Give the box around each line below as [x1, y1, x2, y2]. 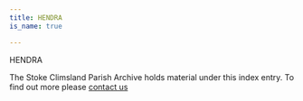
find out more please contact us [9, 81, 128, 92]
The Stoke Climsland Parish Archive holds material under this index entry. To [9, 71, 295, 82]
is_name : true [9, 22, 63, 31]
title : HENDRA [9, 13, 63, 23]
